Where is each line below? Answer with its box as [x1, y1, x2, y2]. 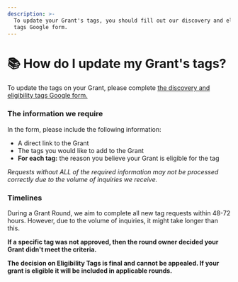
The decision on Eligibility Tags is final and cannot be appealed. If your [7, 259, 220, 267]
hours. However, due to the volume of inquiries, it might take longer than [7, 216, 218, 225]
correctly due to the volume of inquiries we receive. [7, 175, 158, 184]
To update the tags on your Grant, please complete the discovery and [7, 84, 210, 92]
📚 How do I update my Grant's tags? [7, 55, 227, 72]
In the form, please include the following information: [7, 125, 161, 133]
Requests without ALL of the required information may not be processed [7, 167, 219, 176]
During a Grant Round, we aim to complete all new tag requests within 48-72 [7, 208, 231, 217]
